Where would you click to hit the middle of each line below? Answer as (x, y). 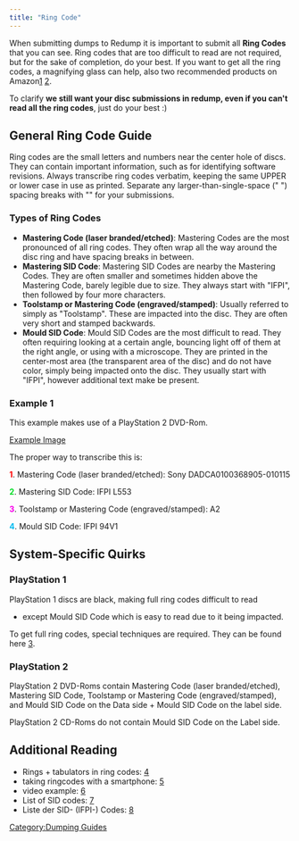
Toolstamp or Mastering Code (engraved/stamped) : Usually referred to (155, 304)
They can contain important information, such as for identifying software (143, 167)
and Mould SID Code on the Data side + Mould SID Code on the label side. (146, 705)
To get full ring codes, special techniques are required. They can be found (145, 634)
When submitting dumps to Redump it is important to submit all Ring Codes (148, 43)
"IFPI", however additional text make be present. (111, 379)
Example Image (37, 440)
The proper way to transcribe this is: (76, 457)
